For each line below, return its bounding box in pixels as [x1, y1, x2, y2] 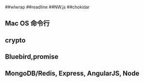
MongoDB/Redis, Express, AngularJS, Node [5, 69, 140, 77]
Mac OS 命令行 [5, 19, 50, 28]
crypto [5, 36, 26, 44]
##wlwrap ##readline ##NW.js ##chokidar [5, 4, 90, 10]
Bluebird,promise [5, 53, 59, 61]
